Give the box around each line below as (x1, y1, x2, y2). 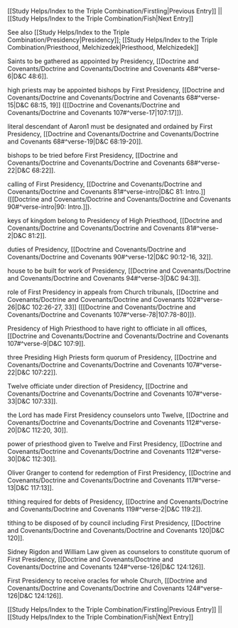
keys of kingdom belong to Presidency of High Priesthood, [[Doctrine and (7, 217, 222, 224)
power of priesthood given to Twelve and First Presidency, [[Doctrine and (7, 440, 222, 448)
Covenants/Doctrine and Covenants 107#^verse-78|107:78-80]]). (7, 310, 197, 319)
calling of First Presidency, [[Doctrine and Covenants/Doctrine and (7, 180, 202, 188)
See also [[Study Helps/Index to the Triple (7, 28, 130, 36)
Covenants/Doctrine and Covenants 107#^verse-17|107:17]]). (7, 109, 183, 117)
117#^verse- (185, 476, 221, 484)
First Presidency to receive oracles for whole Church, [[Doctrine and (7, 576, 207, 585)
